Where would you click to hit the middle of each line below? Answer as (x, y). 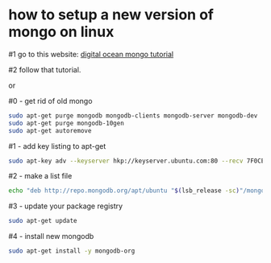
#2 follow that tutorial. (45, 69)
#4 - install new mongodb (51, 236)
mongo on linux (61, 32)
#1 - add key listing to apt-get (57, 146)
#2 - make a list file (40, 176)
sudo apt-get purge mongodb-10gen (67, 123)
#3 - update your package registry (66, 206)
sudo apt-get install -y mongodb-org (72, 251)
